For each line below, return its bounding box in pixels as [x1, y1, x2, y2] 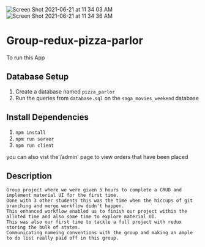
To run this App [6, 54, 45, 61]
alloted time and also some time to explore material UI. [6, 214, 157, 220]
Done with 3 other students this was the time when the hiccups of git [6, 197, 193, 204]
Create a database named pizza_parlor [15, 87, 115, 95]
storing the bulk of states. [6, 224, 81, 230]
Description [6, 171, 52, 181]
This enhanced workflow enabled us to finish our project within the [6, 208, 188, 215]
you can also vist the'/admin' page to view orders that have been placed [6, 153, 188, 160]
